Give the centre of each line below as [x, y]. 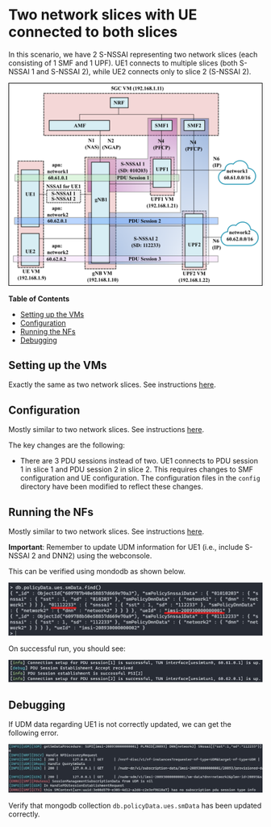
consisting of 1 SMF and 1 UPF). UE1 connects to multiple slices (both [123, 63]
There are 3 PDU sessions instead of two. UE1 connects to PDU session [139, 461]
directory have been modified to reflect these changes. [112, 487]
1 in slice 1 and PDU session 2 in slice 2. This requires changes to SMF [137, 469]
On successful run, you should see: [67, 649]
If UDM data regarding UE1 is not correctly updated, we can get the [120, 724]
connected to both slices [93, 32]
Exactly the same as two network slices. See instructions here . [112, 384]
